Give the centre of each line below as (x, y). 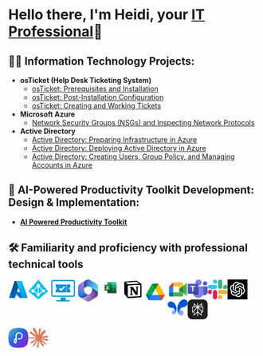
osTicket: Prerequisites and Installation (95, 89)
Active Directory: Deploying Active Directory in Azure (119, 148)
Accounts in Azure (62, 165)
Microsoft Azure (47, 114)
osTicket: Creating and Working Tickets (96, 106)
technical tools (46, 265)
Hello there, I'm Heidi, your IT (107, 15)
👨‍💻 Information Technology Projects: (102, 61)
